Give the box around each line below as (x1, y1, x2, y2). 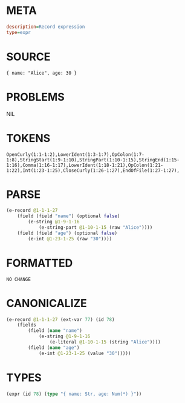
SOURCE (6, 50, 51, 64)
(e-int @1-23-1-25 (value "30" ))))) (38, 350, 131, 356)
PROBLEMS (6, 90, 65, 104)
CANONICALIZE (6, 296, 88, 310)
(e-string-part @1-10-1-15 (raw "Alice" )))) (38, 225, 153, 231)
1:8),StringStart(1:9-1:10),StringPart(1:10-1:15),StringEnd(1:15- (6, 157, 180, 163)
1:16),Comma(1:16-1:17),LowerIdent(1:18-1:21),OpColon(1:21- (6, 162, 164, 168)
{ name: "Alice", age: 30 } (6, 70, 77, 76)
